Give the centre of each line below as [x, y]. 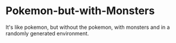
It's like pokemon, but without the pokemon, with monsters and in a [88, 27]
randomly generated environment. [47, 33]
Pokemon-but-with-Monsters [80, 11]
